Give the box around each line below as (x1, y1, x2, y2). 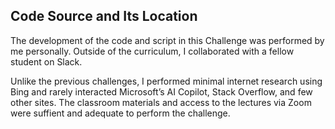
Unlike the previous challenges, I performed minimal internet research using (10, 75, 323, 87)
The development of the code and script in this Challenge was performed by (10, 34, 325, 46)
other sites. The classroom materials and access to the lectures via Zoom (10, 96, 312, 108)
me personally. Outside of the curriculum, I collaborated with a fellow (10, 45, 295, 57)
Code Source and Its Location (10, 8, 198, 25)
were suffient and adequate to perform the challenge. (10, 107, 231, 119)
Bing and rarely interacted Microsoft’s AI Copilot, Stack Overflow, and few (10, 85, 313, 98)
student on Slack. (10, 55, 83, 68)
